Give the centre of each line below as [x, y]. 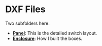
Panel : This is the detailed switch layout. [55, 33]
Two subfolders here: [27, 23]
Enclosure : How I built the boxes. [47, 38]
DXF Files [25, 9]
